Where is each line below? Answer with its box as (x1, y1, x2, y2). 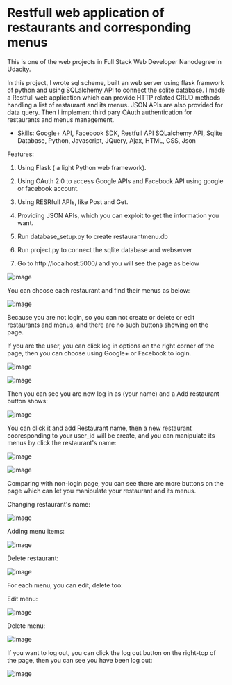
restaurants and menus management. (7, 115, 115, 123)
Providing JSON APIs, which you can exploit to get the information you (17, 211, 219, 220)
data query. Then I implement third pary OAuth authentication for (7, 108, 193, 116)
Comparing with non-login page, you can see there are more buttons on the (7, 479, 224, 487)
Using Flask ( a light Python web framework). (17, 163, 147, 171)
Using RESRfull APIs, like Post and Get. (17, 197, 129, 206)
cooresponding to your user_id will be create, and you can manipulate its (7, 431, 215, 440)
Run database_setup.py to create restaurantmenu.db (17, 232, 168, 240)
